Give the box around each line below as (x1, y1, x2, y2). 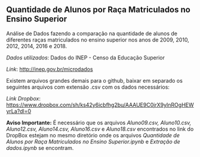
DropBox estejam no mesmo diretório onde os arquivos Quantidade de (6, 131, 180, 139)
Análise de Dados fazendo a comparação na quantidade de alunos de (6, 30, 178, 37)
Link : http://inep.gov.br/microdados (6, 65, 94, 73)
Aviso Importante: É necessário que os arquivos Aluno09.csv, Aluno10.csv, (6, 119, 192, 126)
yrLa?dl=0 (6, 107, 32, 115)
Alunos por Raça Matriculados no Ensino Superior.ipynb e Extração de (6, 138, 180, 145)
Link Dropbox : (6, 95, 41, 102)
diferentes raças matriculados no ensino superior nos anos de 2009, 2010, (6, 36, 189, 43)
